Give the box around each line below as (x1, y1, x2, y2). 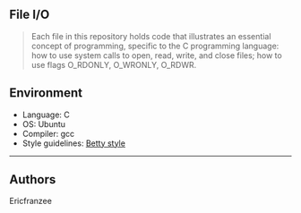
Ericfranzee (9, 196, 52, 207)
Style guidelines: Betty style (21, 138, 125, 149)
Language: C (21, 109, 70, 120)
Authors (9, 172, 56, 187)
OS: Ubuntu (21, 118, 65, 129)
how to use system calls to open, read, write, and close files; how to (30, 49, 282, 61)
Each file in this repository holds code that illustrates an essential (30, 30, 271, 41)
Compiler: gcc (21, 128, 75, 139)
